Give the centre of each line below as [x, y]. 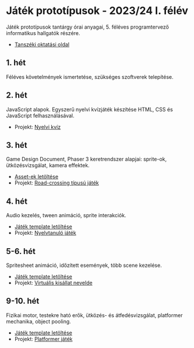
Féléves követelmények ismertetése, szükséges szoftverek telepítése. [90, 76]
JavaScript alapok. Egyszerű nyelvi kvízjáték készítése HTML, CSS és [89, 109]
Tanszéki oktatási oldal [42, 44]
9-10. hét [23, 301]
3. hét [17, 145]
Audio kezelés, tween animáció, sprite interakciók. [66, 215]
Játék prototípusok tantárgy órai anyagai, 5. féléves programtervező [87, 27]
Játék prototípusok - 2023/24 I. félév [97, 11]
